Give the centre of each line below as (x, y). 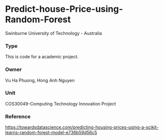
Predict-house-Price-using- (64, 9)
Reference (18, 116)
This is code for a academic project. (42, 57)
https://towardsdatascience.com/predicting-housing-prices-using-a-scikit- (82, 127)
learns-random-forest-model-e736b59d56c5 (51, 133)
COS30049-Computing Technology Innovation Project (61, 104)
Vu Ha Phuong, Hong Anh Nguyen (40, 80)
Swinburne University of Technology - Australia (54, 33)
